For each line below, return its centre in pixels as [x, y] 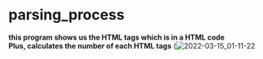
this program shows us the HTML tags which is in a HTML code [116, 37]
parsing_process [67, 15]
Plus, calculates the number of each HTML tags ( [93, 45]
